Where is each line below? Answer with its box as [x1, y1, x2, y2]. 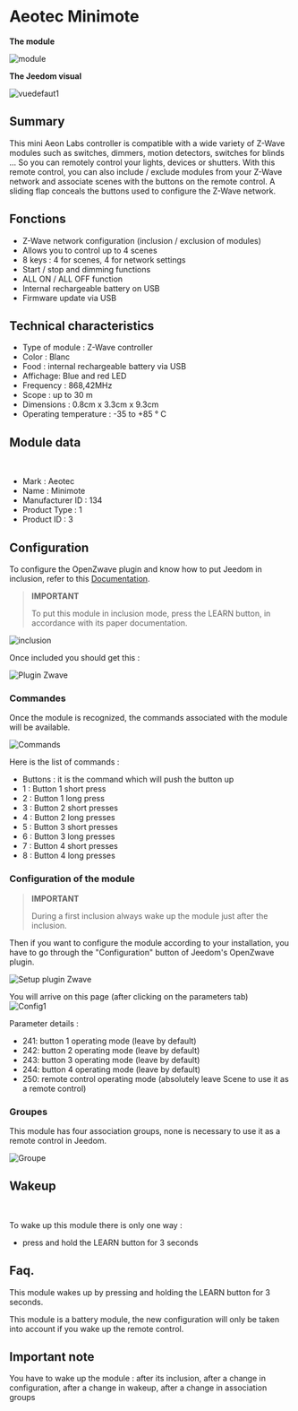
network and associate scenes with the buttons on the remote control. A [9, 176, 276, 186]
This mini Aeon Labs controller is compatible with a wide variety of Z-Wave [9, 137, 285, 149]
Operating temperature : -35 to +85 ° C [21, 409, 167, 420]
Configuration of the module [9, 872, 136, 885]
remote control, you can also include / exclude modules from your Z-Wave [9, 166, 283, 177]
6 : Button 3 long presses [21, 831, 115, 842]
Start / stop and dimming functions [21, 264, 151, 274]
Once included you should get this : [9, 653, 140, 662]
